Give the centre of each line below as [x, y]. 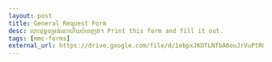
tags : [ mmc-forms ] [39, 38]
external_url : [32, 46]
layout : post [30, 16]
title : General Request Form [57, 23]
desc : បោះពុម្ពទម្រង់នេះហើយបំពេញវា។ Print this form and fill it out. [116, 31]
